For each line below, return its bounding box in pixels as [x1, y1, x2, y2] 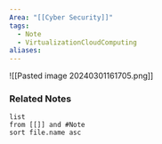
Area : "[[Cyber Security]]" [9, 12, 114, 22]
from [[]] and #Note [9, 121, 86, 130]
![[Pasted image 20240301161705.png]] [9, 70, 154, 81]
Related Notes [9, 92, 72, 105]
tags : [9, 21, 29, 30]
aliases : [9, 46, 42, 55]
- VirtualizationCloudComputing [17, 37, 138, 47]
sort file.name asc [9, 128, 82, 138]
